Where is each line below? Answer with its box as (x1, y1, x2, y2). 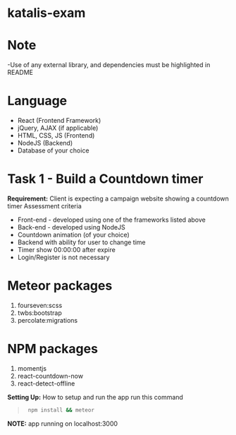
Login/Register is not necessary (17, 253, 111, 261)
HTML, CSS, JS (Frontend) (17, 131, 95, 140)
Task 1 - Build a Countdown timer (7, 171, 204, 187)
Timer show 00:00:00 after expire (17, 246, 116, 254)
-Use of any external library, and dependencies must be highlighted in (7, 61, 211, 69)
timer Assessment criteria (7, 202, 82, 210)
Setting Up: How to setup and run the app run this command (7, 393, 183, 401)
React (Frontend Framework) (17, 117, 101, 125)
